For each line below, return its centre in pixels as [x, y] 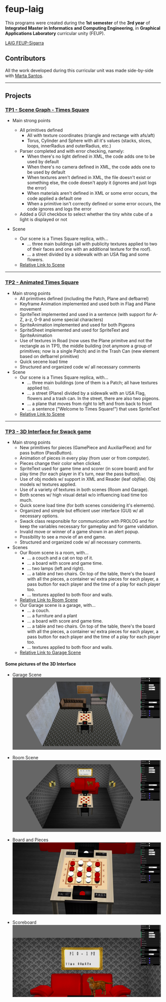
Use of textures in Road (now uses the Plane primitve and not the [86, 340]
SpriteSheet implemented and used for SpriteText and [74, 330]
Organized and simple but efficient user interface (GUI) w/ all [82, 511]
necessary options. [39, 516]
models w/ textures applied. [48, 484]
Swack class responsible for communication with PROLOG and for [87, 521]
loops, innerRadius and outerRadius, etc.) [69, 146]
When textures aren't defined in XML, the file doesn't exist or [89, 178]
